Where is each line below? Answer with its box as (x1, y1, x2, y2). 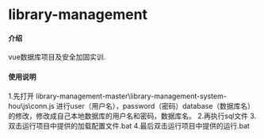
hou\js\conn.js (8, 101, 55, 110)
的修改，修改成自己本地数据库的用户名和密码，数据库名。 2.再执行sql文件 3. (8, 111, 257, 121)
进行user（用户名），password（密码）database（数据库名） (55, 101, 255, 110)
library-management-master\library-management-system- (35, 91, 228, 101)
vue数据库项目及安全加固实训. (8, 52, 106, 62)
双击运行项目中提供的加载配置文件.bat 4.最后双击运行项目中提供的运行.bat (8, 121, 250, 130)
